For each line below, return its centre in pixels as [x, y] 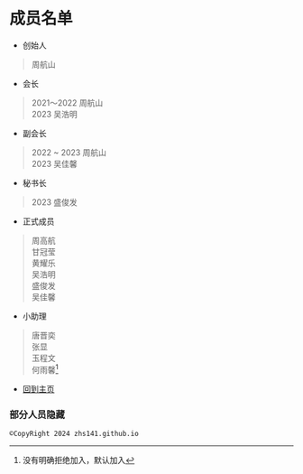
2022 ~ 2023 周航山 [69, 152]
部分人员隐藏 [37, 414]
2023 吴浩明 [55, 114]
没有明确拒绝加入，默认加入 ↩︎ [78, 460]
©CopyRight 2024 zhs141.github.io [74, 433]
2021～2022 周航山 [67, 102]
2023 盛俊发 [55, 202]
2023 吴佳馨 [55, 163]
